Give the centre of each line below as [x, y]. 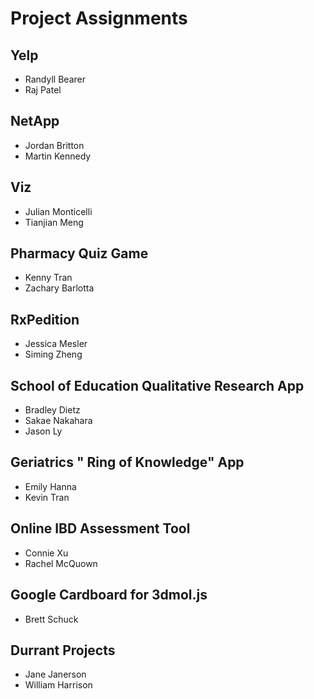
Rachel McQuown [61, 563]
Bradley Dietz [52, 410]
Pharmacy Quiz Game [79, 253]
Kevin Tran [47, 497]
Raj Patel [43, 90]
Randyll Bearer [55, 79]
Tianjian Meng [54, 222]
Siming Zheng [53, 354]
